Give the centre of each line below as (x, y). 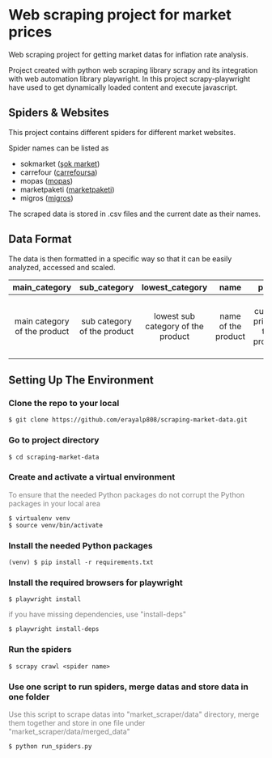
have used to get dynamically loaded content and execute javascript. (123, 87)
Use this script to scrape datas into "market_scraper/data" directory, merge (134, 714)
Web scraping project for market (120, 15)
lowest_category (174, 287)
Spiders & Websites (59, 113)
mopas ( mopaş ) (47, 180)
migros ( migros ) (47, 198)
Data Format (40, 239)
